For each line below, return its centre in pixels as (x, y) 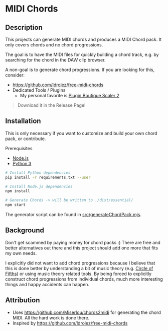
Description (24, 27)
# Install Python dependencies (38, 173)
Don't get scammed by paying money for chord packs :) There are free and (83, 242)
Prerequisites (19, 148)
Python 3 (22, 163)
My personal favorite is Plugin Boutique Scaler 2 (69, 95)
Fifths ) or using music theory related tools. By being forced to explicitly (78, 274)
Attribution (23, 300)
